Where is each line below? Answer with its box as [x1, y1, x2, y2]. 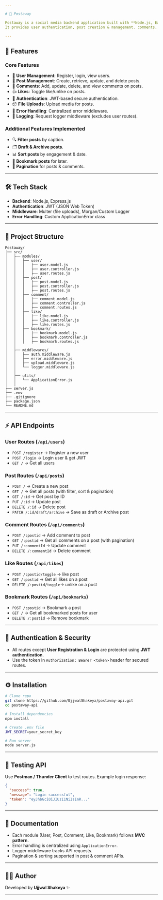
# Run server [5, 738, 32, 743]
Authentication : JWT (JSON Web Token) [12, 203, 95, 210]
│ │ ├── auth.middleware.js [5, 352, 70, 357]
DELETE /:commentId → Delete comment [12, 548, 91, 554]
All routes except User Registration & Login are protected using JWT [12, 647, 150, 652]
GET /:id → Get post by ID [12, 493, 65, 499]
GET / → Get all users [12, 460, 55, 466]
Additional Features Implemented [5, 125, 85, 132]
